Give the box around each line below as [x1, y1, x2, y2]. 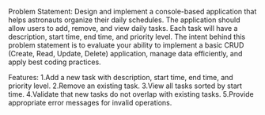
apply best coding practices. [8, 57, 101, 67]
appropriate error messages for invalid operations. [8, 98, 172, 107]
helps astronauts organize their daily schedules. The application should [8, 15, 240, 25]
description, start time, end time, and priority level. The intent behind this [8, 32, 246, 41]
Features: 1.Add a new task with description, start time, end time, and [8, 73, 233, 82]
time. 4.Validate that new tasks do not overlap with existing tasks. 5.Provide [8, 90, 255, 98]
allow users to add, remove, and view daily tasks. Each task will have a [8, 24, 238, 33]
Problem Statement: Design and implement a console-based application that [8, 7, 257, 16]
